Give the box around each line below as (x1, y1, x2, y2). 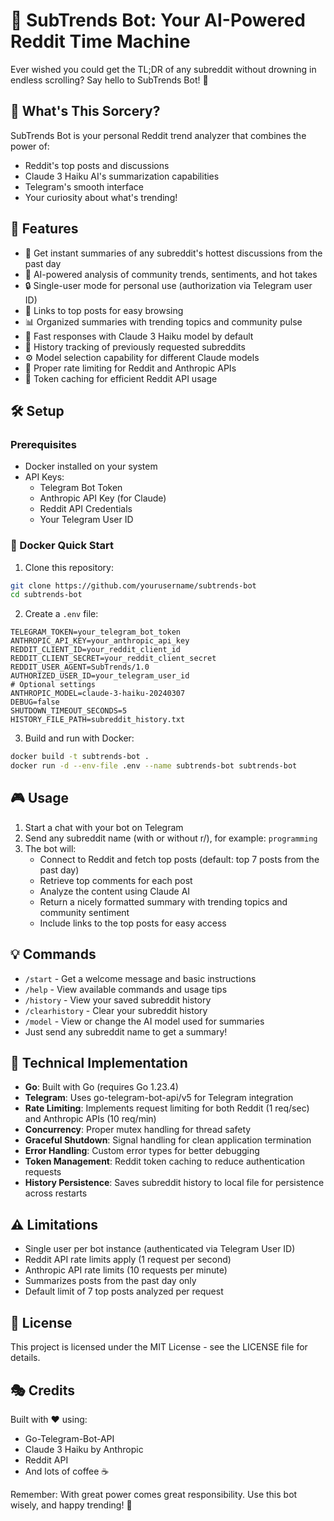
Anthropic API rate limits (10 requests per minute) (24, 1264, 228, 1276)
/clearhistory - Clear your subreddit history (24, 1004, 208, 1016)
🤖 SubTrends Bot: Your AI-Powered (10, 9, 306, 32)
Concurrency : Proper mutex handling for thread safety (24, 1124, 252, 1136)
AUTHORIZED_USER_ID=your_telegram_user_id (10, 671, 190, 681)
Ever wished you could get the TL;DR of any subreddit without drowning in (10, 63, 317, 75)
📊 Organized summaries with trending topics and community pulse (24, 315, 303, 328)
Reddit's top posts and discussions (24, 159, 170, 171)
